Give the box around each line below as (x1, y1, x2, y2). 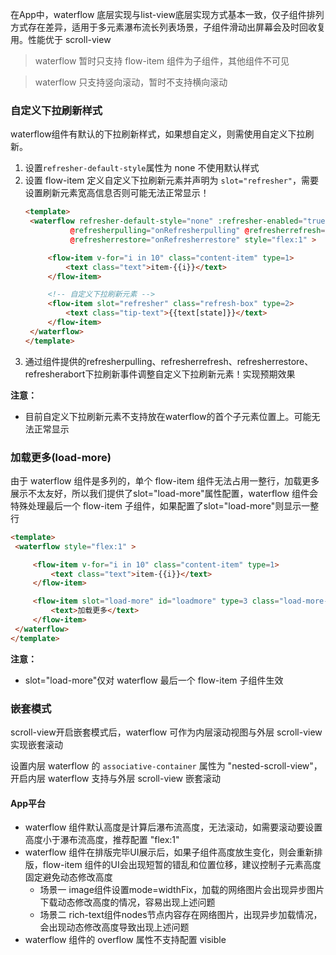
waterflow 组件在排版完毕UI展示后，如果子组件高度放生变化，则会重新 (24, 846, 315, 858)
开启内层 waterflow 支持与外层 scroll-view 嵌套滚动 (10, 773, 221, 785)
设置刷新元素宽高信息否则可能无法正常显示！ (24, 187, 210, 199)
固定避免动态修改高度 (24, 871, 113, 883)
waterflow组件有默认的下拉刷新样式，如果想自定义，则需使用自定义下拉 (10, 128, 306, 140)
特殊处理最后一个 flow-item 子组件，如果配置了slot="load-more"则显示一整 (10, 499, 320, 512)
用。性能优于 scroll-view (10, 34, 112, 45)
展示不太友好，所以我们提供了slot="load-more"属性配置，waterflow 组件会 (10, 487, 319, 499)
